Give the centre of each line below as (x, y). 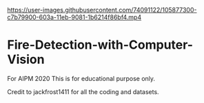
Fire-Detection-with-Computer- (100, 45)
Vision (26, 59)
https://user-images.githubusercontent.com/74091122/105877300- (102, 10)
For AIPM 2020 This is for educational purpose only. (81, 78)
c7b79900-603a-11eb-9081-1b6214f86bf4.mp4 (74, 17)
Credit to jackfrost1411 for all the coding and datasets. (83, 91)
